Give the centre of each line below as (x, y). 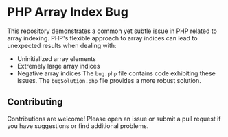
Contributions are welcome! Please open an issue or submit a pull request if (114, 119)
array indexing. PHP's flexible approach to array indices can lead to (102, 38)
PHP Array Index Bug (68, 12)
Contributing (35, 102)
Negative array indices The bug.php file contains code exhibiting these (116, 73)
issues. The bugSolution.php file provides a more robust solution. (109, 80)
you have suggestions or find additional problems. (78, 126)
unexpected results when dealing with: (62, 45)
